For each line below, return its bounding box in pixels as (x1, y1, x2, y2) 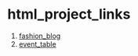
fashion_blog (18, 31, 61, 40)
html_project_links (7, 5, 131, 23)
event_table (18, 39, 56, 48)
